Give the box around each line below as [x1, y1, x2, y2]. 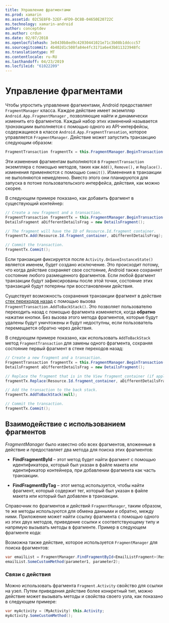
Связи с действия [5, 571, 51, 578]
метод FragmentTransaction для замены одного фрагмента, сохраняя [5, 340, 153, 346]
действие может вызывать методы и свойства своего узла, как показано [5, 593, 163, 599]
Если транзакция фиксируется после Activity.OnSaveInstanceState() [5, 256, 153, 262]
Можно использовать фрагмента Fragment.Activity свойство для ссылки [5, 582, 163, 588]
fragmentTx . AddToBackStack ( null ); [5, 392, 78, 398]
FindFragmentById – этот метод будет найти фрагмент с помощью [12, 456, 156, 462]
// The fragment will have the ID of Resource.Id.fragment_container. [5, 229, 156, 234]
